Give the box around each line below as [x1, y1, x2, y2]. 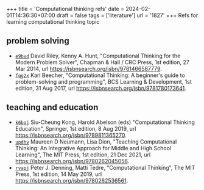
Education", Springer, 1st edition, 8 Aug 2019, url [15, 125, 136, 132]
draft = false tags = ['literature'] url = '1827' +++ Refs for [57, 12, 199, 19]
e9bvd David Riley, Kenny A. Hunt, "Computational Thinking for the [15, 52, 181, 59]
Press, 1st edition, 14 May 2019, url [15, 170, 102, 178]
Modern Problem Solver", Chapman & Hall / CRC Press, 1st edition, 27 [15, 58, 190, 66]
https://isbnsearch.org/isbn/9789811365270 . [15, 131, 127, 139]
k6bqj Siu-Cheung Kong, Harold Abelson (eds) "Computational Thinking [15, 119, 195, 126]
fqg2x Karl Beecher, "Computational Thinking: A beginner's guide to [15, 71, 185, 79]
